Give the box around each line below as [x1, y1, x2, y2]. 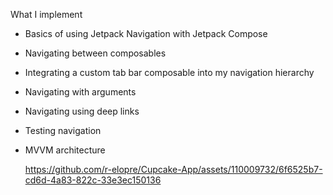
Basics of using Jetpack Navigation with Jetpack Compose [24, 28, 268, 39]
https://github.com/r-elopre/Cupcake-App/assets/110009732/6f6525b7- [24, 164, 323, 175]
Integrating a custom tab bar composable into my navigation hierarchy [24, 67, 315, 78]
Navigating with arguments [24, 86, 137, 98]
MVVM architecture [24, 144, 106, 156]
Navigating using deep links [24, 105, 140, 117]
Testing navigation [24, 125, 102, 136]
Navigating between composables [24, 47, 167, 59]
